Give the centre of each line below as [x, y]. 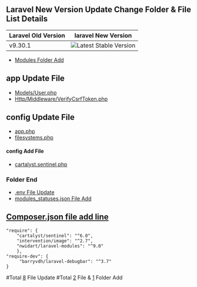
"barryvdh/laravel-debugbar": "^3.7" [65, 261]
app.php [25, 131]
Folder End [22, 179]
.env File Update [34, 192]
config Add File [25, 151]
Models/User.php [36, 92]
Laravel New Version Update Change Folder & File [98, 10]
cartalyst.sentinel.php [41, 164]
